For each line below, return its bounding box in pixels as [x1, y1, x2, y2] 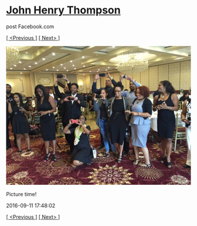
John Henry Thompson [6, 4, 121, 17]
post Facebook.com [6, 23, 55, 30]
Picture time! [6, 190, 37, 197]
